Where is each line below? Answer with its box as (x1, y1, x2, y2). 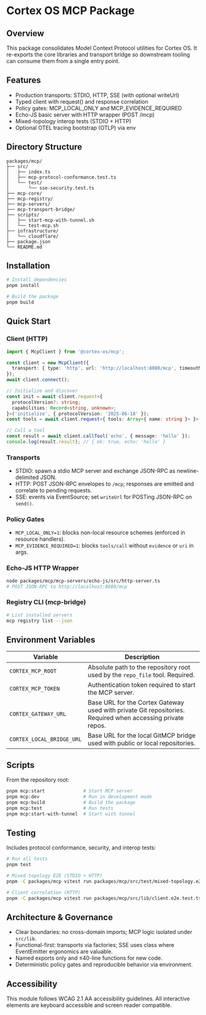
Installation (6, 261, 50, 271)
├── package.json (6, 239, 51, 245)
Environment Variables (6, 634, 96, 645)
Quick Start (6, 316, 51, 327)
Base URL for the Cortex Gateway (88, 699, 185, 707)
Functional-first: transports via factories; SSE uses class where (15, 941, 175, 949)
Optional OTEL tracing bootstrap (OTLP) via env (15, 124, 136, 131)
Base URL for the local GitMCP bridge (88, 731, 196, 740)
